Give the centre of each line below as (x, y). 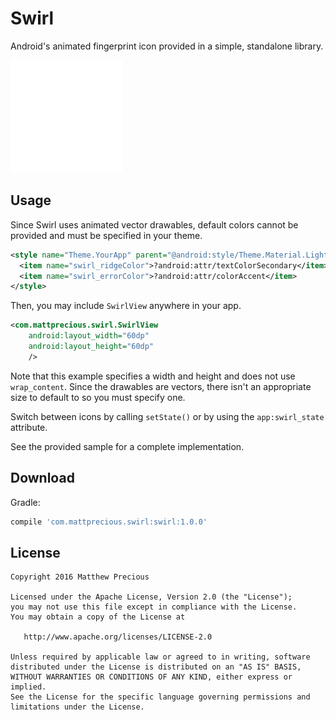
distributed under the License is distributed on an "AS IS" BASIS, (156, 667)
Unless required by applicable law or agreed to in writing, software (160, 657)
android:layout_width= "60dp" (89, 336)
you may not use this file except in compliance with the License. (154, 607)
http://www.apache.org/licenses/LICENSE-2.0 (118, 637)
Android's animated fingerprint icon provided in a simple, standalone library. (167, 46)
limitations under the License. (77, 707)
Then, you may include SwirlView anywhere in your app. (126, 306)
